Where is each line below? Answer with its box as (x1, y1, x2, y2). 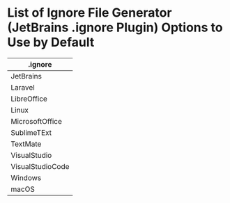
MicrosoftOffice (10, 116, 63, 126)
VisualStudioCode (10, 161, 70, 171)
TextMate (10, 139, 42, 149)
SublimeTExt (10, 127, 52, 137)
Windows (10, 172, 42, 182)
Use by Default (7, 35, 95, 50)
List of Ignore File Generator (7, 5, 172, 21)
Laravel (10, 82, 35, 92)
